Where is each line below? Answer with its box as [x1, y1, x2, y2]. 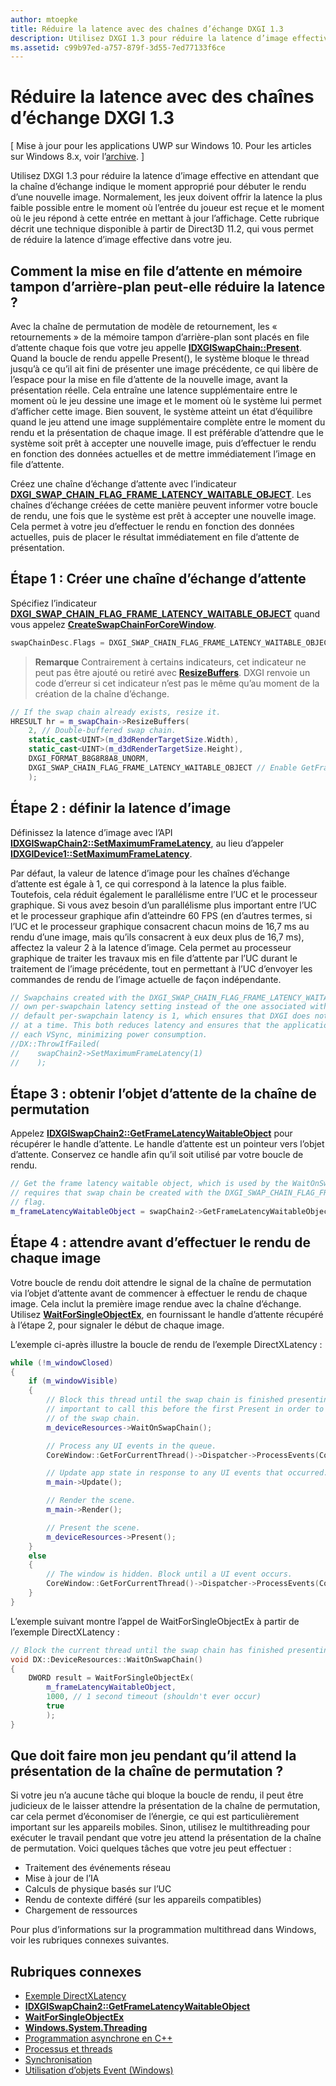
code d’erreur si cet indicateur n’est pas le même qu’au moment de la [34, 677, 320, 689]
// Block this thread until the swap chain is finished [46, 1395, 284, 1405]
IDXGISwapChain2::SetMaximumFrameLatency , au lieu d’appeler [10, 837, 285, 849]
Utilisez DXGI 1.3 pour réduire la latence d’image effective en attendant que [10, 170, 320, 182]
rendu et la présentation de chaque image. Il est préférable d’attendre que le [10, 427, 324, 438]
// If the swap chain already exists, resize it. [10, 707, 222, 717]
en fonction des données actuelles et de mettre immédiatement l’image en [10, 448, 317, 460]
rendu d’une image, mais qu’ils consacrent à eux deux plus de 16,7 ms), [10, 931, 305, 943]
